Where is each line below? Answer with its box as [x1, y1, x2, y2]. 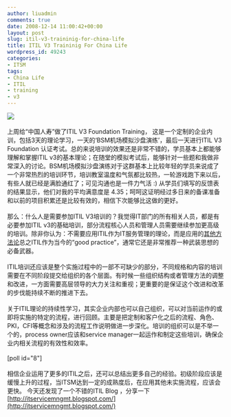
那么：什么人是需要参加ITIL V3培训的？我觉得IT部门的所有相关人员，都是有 [7, 212, 220, 221]
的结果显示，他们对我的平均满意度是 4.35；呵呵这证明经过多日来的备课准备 [7, 187, 221, 196]
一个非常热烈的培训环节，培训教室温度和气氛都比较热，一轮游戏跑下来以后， [7, 170, 224, 179]
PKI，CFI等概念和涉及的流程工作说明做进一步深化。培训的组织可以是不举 [7, 322, 213, 329]
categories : [7, 55, 41, 62]
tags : [7, 68, 23, 74]
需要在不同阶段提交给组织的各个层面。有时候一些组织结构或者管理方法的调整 [7, 272, 224, 279]
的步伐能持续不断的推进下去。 [7, 289, 91, 296]
